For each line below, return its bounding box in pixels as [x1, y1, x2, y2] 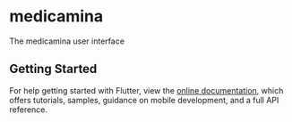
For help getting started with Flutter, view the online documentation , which [9, 85, 284, 95]
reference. [9, 104, 47, 115]
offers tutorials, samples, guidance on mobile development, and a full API [9, 94, 279, 105]
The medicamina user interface [9, 36, 125, 46]
